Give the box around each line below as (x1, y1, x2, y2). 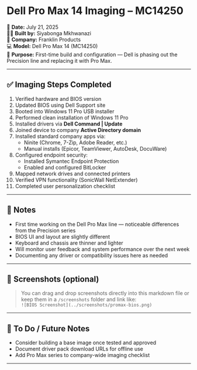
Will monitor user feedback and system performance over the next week (15, 245, 190, 253)
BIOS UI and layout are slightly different (15, 233, 110, 240)
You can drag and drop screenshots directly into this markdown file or (20, 290, 189, 297)
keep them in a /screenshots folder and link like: (20, 296, 137, 303)
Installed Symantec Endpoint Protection (23, 157, 119, 165)
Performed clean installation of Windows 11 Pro (15, 114, 129, 121)
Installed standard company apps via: (15, 133, 106, 140)
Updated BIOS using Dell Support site (15, 101, 106, 108)
